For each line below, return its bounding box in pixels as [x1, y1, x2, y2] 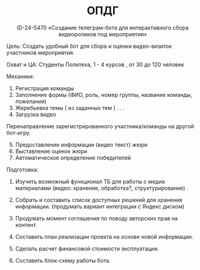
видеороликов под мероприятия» [58, 30, 147, 37]
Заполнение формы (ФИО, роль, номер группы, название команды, [15, 91, 193, 98]
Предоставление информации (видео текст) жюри [15, 141, 148, 148]
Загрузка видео [15, 110, 56, 118]
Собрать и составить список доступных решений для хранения [15, 196, 182, 203]
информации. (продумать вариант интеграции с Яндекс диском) [15, 202, 185, 210]
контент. [15, 221, 38, 228]
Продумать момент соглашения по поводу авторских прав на [15, 214, 179, 222]
